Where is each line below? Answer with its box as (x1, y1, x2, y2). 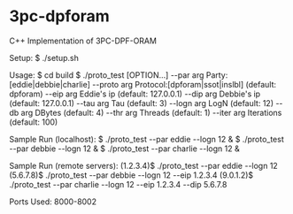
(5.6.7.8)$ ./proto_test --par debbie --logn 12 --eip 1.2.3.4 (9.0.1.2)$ (9, 170, 254, 180)
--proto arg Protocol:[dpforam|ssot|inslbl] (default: (92, 79, 277, 89)
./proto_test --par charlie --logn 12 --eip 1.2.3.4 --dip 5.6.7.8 (9, 179, 227, 189)
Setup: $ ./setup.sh (9, 52, 80, 63)
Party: (205, 69, 228, 80)
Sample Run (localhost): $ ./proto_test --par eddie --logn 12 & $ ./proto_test (9, 134, 285, 144)
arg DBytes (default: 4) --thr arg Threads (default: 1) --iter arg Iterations (20, 107, 282, 118)
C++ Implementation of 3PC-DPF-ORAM (9, 35, 158, 46)
